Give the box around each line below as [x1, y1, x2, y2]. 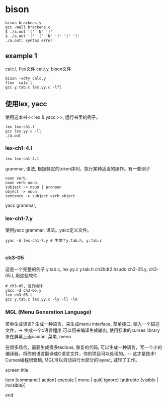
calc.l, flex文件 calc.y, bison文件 [5, 66, 71, 72]
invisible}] [5, 382, 26, 388]
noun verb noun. [5, 180, 39, 185]
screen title [5, 367, 29, 373]
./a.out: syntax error [5, 38, 53, 43]
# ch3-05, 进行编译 [5, 284, 43, 289]
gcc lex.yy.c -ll [5, 128, 42, 133]
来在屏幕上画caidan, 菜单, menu [5, 333, 71, 339]
